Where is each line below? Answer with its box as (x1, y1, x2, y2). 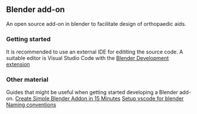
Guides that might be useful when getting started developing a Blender (6, 89, 178, 96)
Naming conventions (6, 101, 57, 108)
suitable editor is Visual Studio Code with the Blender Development (6, 55, 169, 62)
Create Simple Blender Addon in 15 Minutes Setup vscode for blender (15, 95, 184, 102)
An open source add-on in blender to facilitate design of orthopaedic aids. (6, 20, 187, 27)
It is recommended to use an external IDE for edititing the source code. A (6, 48, 183, 55)
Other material (6, 76, 49, 84)
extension (6, 61, 31, 68)
